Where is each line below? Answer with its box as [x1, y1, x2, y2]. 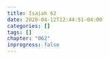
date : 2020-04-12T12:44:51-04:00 [7, 16, 103, 23]
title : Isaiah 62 [7, 9, 57, 17]
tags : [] [7, 28, 32, 36]
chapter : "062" [7, 35, 51, 42]
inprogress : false [7, 41, 60, 48]
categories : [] [7, 22, 51, 29]
